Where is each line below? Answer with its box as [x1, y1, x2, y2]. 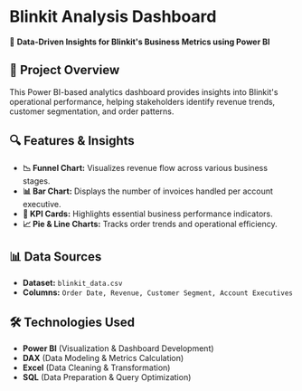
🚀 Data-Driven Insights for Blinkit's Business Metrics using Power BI [9, 36, 270, 47]
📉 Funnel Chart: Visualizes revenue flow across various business [22, 162, 269, 173]
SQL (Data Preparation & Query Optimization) [22, 372, 192, 383]
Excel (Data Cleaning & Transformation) [22, 362, 171, 373]
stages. [22, 175, 51, 186]
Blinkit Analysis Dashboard [9, 6, 217, 27]
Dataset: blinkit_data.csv [22, 278, 123, 289]
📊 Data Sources [9, 249, 102, 264]
